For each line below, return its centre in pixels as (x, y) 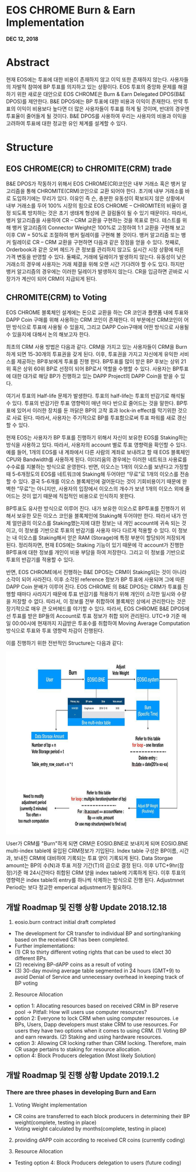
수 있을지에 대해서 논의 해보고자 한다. (48, 334)
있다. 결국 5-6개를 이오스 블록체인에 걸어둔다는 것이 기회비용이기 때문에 (99, 481)
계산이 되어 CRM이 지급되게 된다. (59, 279)
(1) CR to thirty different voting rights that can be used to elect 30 (93, 952)
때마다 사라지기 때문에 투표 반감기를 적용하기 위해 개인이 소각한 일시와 (96, 594)
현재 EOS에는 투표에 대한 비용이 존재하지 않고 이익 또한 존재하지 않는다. (87, 79)
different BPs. (31, 958)
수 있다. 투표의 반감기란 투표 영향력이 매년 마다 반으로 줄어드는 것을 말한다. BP (95, 403)
